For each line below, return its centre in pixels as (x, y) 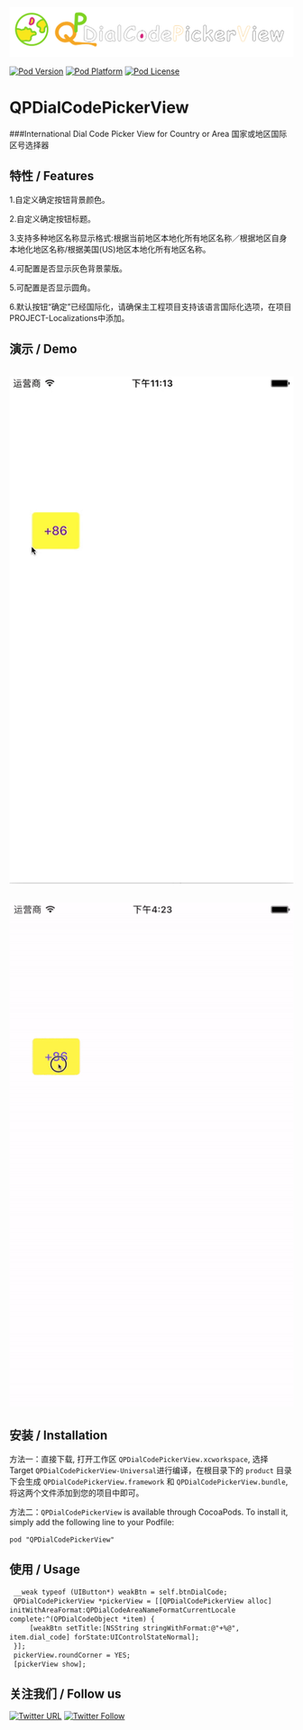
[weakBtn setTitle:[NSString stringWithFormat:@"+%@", (135, 1628)
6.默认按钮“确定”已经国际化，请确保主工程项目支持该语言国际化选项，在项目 (151, 307)
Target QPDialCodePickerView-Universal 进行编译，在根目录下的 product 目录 (151, 1470)
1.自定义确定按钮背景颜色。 (60, 199)
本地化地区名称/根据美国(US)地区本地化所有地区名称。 (110, 249)
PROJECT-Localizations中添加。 (69, 317)
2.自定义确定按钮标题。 (53, 218)
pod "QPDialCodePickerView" (62, 1540)
